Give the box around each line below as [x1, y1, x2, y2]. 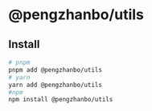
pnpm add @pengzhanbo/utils [8, 65, 103, 73]
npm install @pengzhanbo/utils [8, 96, 113, 104]
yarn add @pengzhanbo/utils [8, 81, 103, 89]
